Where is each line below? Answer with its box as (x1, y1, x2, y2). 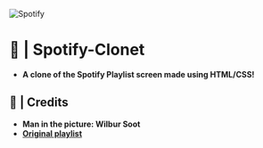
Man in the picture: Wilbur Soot (21, 119, 141, 129)
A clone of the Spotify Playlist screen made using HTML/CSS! (21, 69, 255, 79)
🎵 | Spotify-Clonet (9, 40, 145, 60)
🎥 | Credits (9, 95, 69, 111)
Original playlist (21, 127, 83, 138)
